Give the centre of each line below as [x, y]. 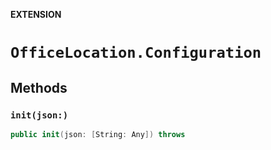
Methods [39, 87]
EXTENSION [36, 14]
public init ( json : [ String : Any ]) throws [98, 134]
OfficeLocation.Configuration [136, 53]
